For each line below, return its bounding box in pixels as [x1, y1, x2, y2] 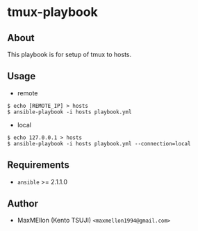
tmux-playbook [7, 4, 99, 20]
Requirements [7, 159, 69, 171]
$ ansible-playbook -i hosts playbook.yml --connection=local [7, 140, 191, 147]
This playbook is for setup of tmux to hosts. [7, 50, 132, 58]
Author [7, 198, 38, 209]
